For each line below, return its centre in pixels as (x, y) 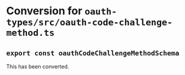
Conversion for (44, 11)
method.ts (31, 33)
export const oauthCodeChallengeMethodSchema (93, 53)
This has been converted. (38, 66)
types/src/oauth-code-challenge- (90, 22)
